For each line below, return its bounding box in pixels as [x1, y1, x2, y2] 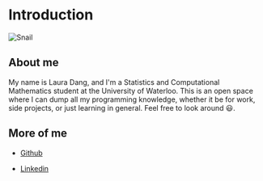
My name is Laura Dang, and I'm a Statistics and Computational [8, 77, 220, 86]
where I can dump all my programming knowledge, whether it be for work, [8, 95, 256, 104]
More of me [8, 127, 67, 141]
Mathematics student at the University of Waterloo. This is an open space [8, 86, 253, 95]
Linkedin [19, 163, 49, 173]
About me [8, 56, 59, 69]
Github [19, 148, 43, 158]
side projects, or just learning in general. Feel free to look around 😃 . [8, 103, 236, 112]
